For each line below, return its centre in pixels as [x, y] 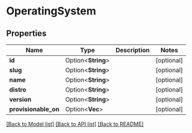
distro [18, 90]
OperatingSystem [51, 11]
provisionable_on [34, 109]
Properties [26, 33]
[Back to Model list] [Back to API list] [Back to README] [75, 124]
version [20, 99]
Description [133, 50]
